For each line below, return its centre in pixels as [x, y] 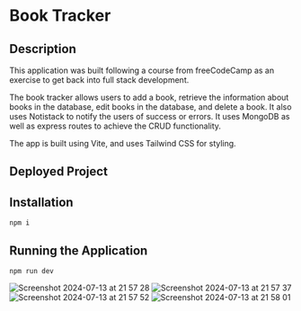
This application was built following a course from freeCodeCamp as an [142, 70]
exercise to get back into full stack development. [99, 80]
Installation [41, 202]
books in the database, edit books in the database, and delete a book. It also [150, 107]
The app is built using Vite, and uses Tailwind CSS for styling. [123, 143]
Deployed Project [58, 172]
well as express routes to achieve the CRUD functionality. [115, 126]
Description [43, 49]
